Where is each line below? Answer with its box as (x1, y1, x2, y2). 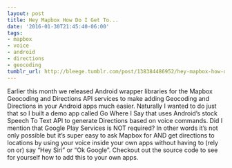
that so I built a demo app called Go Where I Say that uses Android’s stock (7, 109, 217, 118)
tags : (7, 29, 23, 37)
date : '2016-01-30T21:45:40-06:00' (7, 23, 110, 30)
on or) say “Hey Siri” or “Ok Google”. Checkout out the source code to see (7, 146, 218, 154)
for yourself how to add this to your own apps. (7, 153, 139, 161)
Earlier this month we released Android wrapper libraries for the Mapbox (7, 87, 213, 95)
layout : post (7, 10, 45, 17)
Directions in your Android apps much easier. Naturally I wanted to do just (7, 102, 217, 110)
